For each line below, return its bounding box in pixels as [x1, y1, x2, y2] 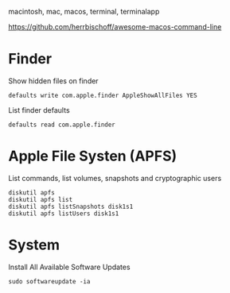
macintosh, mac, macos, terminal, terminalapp [8, 7, 160, 16]
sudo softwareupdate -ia [8, 277, 91, 285]
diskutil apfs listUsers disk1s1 [8, 210, 119, 218]
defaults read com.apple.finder [8, 121, 115, 129]
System [8, 236, 60, 254]
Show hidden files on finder [8, 75, 99, 86]
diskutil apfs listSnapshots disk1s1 [8, 202, 134, 210]
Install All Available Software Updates [8, 262, 131, 272]
